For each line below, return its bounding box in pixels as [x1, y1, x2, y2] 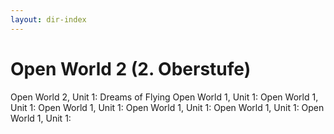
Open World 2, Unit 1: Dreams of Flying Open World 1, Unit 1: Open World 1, [10, 91, 319, 103]
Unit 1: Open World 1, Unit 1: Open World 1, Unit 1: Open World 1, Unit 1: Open [10, 101, 325, 113]
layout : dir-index [10, 14, 87, 25]
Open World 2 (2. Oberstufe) [10, 57, 252, 80]
